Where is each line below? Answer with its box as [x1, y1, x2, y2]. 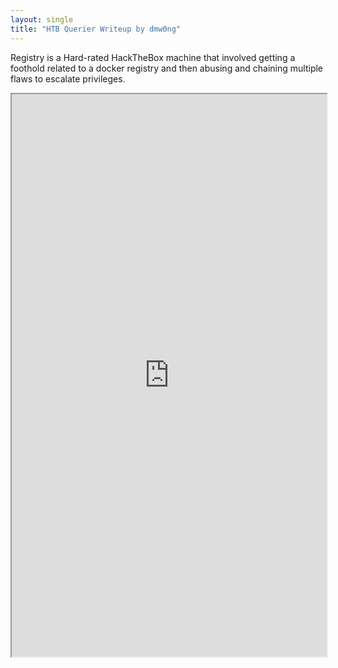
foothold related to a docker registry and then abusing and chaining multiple [10, 62, 324, 74]
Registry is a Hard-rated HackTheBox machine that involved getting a [10, 51, 296, 63]
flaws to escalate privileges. [10, 72, 126, 85]
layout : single [10, 14, 74, 25]
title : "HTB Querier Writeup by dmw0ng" [10, 24, 182, 34]
